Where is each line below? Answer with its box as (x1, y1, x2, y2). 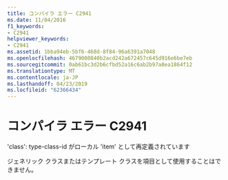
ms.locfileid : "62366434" (7, 87, 81, 93)
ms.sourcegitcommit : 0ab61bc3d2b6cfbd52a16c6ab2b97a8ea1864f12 (7, 61, 193, 68)
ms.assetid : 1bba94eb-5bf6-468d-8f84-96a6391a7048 (7, 49, 156, 56)
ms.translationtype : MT (7, 67, 76, 74)
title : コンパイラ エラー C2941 (7, 10, 92, 17)
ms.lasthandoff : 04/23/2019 (7, 80, 88, 87)
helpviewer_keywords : (7, 36, 70, 43)
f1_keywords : (7, 23, 45, 30)
